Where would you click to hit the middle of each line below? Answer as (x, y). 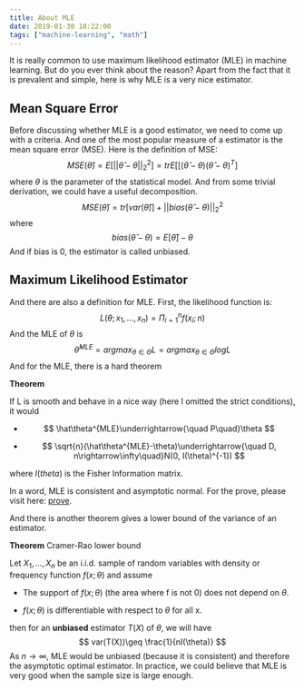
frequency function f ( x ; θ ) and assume (81, 575)
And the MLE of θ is (46, 334)
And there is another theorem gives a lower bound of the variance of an (143, 517)
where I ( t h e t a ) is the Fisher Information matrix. (96, 473)
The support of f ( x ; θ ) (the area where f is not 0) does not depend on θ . (156, 592)
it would (24, 410)
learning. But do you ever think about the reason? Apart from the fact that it (150, 70)
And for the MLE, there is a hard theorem (85, 366)
